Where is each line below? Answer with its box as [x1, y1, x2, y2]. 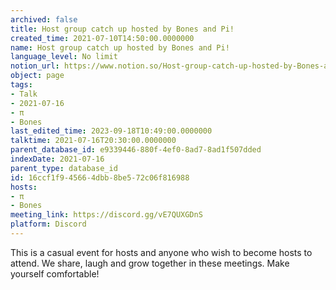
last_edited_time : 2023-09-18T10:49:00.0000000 [10, 126, 213, 136]
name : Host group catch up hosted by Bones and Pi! [10, 42, 230, 53]
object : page [10, 71, 65, 81]
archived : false [10, 14, 78, 25]
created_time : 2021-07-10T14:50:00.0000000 [10, 33, 195, 43]
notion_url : [10, 61, 60, 71]
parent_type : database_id [10, 163, 118, 173]
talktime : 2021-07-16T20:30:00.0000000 [10, 136, 177, 146]
